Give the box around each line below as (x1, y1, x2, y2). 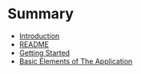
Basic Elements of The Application (18, 56, 133, 66)
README (18, 39, 50, 49)
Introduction (18, 31, 60, 41)
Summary (7, 5, 74, 23)
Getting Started (18, 48, 70, 57)
